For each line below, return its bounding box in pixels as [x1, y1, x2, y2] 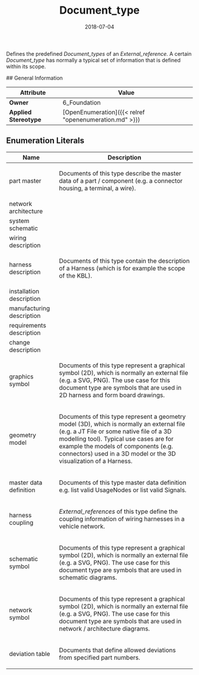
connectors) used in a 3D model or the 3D [59, 449, 176, 457]
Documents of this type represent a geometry [59, 412, 186, 421]
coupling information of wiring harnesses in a [59, 514, 185, 523]
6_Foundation [62, 98, 101, 107]
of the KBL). [59, 271, 92, 279]
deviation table [9, 649, 50, 658]
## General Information [6, 74, 63, 81]
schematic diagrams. [59, 573, 117, 581]
